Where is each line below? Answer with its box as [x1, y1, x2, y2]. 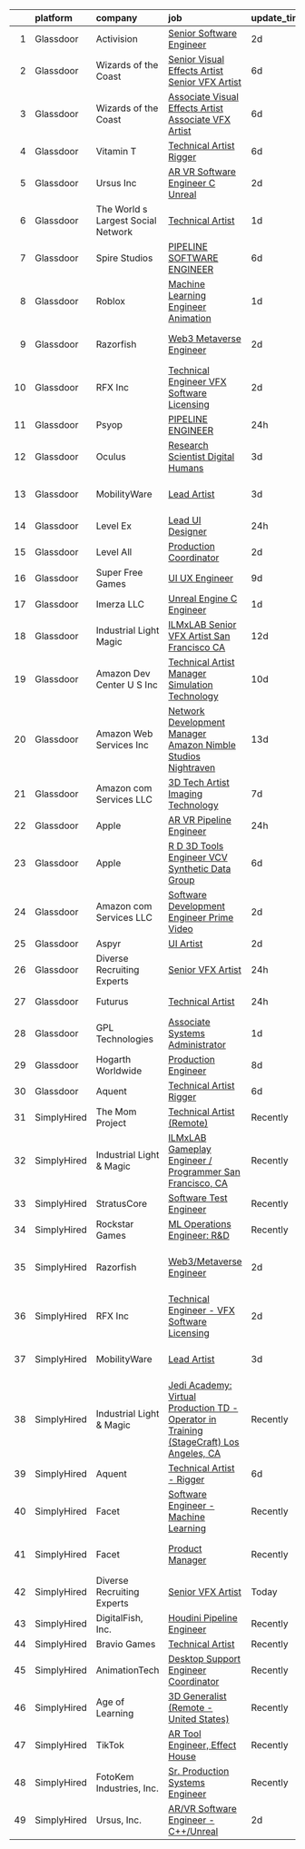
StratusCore [95, 1198, 148, 1210]
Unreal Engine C [167, 592, 238, 605]
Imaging [167, 787, 203, 800]
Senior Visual [167, 54, 225, 65]
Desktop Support [167, 1653, 241, 1665]
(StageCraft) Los [167, 1436, 240, 1448]
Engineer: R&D [167, 1230, 230, 1241]
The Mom [95, 1105, 137, 1118]
